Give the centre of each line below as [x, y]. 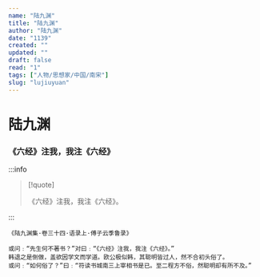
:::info [18, 169]
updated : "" [28, 53]
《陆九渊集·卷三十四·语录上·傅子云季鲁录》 [70, 233]
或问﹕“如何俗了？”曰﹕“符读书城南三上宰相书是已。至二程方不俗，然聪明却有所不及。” [130, 265]
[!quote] [41, 184]
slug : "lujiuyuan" [39, 82]
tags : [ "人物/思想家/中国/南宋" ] [59, 75]
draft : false [30, 61]
